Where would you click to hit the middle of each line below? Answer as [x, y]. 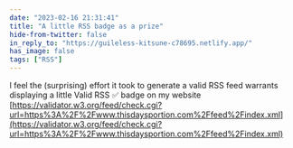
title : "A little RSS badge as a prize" [87, 26]
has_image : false [42, 51]
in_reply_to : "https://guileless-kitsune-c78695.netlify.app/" [131, 43]
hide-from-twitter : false [58, 34]
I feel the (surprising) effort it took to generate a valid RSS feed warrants [144, 85]
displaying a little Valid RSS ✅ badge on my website [105, 95]
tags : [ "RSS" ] [36, 60]
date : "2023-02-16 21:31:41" [64, 18]
